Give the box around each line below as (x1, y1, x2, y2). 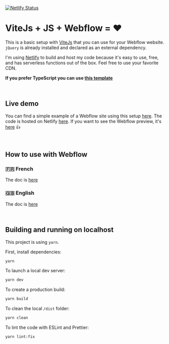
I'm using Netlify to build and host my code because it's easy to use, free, (5, 54, 159, 60)
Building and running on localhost (5, 226, 114, 234)
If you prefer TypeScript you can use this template (5, 75, 113, 81)
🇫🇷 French (5, 165, 34, 173)
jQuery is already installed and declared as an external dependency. (5, 45, 147, 51)
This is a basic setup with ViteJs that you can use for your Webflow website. (5, 39, 164, 45)
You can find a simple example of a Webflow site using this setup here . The (5, 113, 162, 119)
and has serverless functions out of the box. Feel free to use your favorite (5, 60, 159, 66)
